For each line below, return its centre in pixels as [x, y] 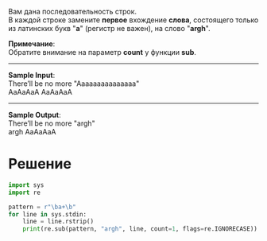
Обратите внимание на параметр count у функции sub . [103, 52]
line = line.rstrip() [58, 222]
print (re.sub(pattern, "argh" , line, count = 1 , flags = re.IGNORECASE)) [140, 229]
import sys [26, 185]
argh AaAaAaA [32, 132]
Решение [40, 164]
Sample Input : [32, 75]
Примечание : [32, 44]
